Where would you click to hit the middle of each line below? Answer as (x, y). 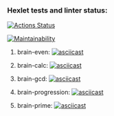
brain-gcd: (32, 79)
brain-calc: (33, 66)
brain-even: (33, 52)
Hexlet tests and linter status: (57, 10)
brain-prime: (35, 106)
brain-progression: (44, 93)
